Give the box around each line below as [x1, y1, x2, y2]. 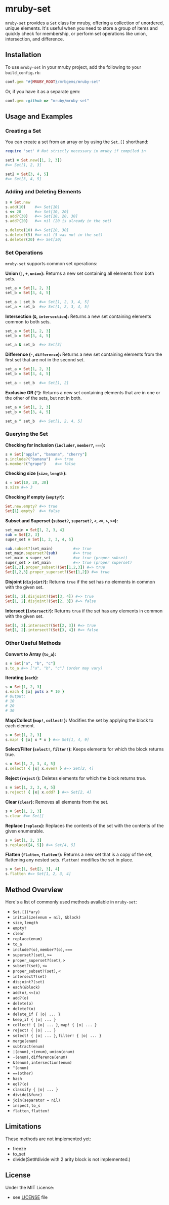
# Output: [5, 694, 26, 699]
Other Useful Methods [5, 640, 61, 647]
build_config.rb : [5, 69, 41, 75]
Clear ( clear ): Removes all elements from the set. [5, 799, 109, 805]
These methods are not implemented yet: [5, 1136, 91, 1142]
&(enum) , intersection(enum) [12, 1059, 72, 1065]
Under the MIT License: [5, 1184, 55, 1190]
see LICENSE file [12, 1194, 48, 1200]
